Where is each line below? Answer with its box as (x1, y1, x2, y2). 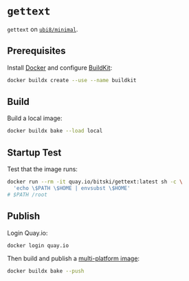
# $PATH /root (7, 191, 48, 198)
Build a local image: (7, 114, 63, 122)
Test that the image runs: (7, 165, 78, 173)
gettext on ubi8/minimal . (7, 25, 78, 33)
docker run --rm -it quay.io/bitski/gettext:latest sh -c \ (7, 178, 184, 186)
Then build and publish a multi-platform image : (7, 254, 140, 263)
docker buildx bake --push (7, 268, 85, 275)
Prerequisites (7, 45, 66, 57)
